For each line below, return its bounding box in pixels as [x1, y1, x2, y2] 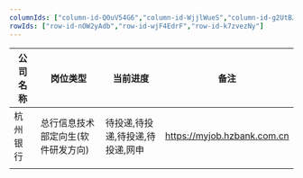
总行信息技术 [40, 116, 96, 129]
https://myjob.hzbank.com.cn [165, 129, 289, 142]
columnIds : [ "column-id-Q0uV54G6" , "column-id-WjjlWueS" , [9, 13, 228, 22]
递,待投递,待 [105, 129, 156, 142]
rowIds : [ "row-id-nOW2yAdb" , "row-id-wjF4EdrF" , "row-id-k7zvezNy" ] [9, 22, 264, 31]
